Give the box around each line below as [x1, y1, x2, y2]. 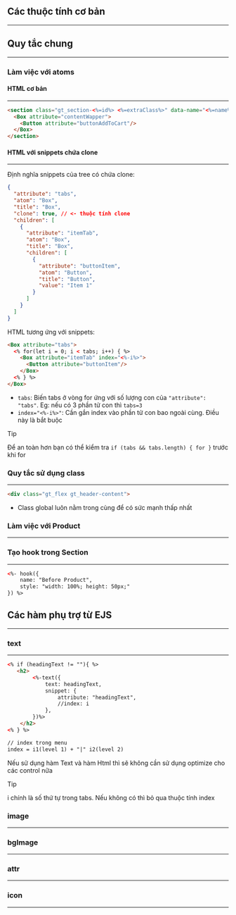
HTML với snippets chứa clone [7, 148, 98, 156]
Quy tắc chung [7, 38, 74, 50]
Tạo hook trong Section [7, 547, 89, 557]
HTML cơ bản [7, 85, 48, 93]
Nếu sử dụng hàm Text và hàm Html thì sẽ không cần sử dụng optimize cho [7, 759, 225, 767]
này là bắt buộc [17, 416, 63, 424]
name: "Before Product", [20, 577, 93, 584]
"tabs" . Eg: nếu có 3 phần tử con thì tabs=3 [17, 401, 143, 409]
